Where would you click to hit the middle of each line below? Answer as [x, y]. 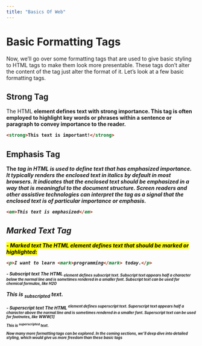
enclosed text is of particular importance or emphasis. [76, 201]
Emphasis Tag [33, 154]
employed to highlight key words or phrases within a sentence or [89, 118]
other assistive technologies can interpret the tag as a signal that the [95, 195]
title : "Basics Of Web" [36, 12]
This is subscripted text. [35, 295]
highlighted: [22, 252]
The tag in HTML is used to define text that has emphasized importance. [99, 169]
